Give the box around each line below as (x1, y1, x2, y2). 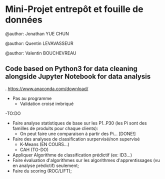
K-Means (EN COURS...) (19, 141, 69, 147)
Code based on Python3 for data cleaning (5, 64, 137, 73)
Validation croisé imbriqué (19, 100, 74, 106)
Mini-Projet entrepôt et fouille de (5, 3, 143, 15)
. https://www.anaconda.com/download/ (5, 85, 88, 91)
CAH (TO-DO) (19, 146, 49, 152)
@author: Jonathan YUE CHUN (5, 30, 69, 36)
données (5, 14, 42, 25)
